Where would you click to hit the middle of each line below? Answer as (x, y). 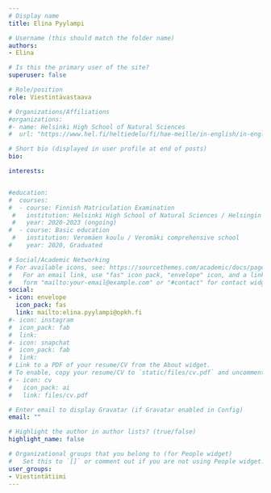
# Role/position (35, 90)
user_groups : (30, 469)
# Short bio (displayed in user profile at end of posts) (108, 149)
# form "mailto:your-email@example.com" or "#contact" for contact (128, 282)
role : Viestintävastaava (50, 97)
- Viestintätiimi (38, 476)
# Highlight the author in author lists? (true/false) (102, 432)
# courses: (28, 200)
